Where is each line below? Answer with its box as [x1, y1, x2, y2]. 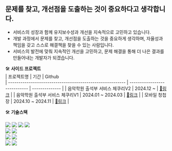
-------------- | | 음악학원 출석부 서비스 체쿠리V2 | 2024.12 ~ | [32, 85, 159, 91]
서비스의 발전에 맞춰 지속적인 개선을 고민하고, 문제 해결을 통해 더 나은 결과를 [12, 48, 165, 54]
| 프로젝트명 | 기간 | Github [5, 73, 59, 79]
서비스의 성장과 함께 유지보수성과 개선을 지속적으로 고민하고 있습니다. [12, 29, 151, 35]
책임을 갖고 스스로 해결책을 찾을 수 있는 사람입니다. [12, 41, 114, 48]
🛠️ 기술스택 [5, 109, 28, 115]
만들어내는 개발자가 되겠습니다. [12, 54, 75, 60]
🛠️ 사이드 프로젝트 [5, 66, 41, 72]
